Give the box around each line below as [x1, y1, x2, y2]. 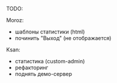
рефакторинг [14, 64, 49, 71]
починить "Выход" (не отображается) [14, 35, 112, 41]
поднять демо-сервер [14, 70, 73, 77]
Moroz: [6, 17, 24, 23]
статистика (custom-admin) [14, 58, 85, 64]
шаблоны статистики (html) [14, 28, 85, 35]
